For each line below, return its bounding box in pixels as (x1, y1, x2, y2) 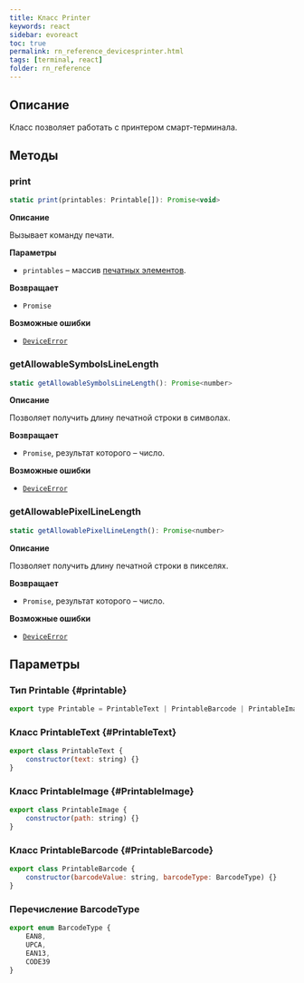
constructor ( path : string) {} (25, 814, 140, 823)
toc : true (9, 38, 47, 48)
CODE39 (25, 957, 51, 967)
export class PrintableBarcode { (9, 864, 136, 874)
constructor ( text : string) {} (25, 755, 140, 764)
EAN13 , (25, 949, 51, 958)
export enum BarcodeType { (9, 923, 111, 933)
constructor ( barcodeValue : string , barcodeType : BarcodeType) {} (25, 873, 278, 882)
